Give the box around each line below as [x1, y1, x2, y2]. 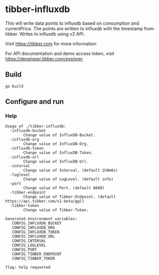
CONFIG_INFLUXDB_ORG [12, 225, 55, 230]
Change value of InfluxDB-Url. [23, 159, 89, 164]
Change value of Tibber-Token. [23, 208, 89, 213]
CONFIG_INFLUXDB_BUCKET [12, 221, 62, 226]
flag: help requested [5, 265, 51, 270]
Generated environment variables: [5, 217, 78, 222]
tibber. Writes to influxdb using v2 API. [5, 31, 85, 37]
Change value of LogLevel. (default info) [23, 177, 114, 182]
